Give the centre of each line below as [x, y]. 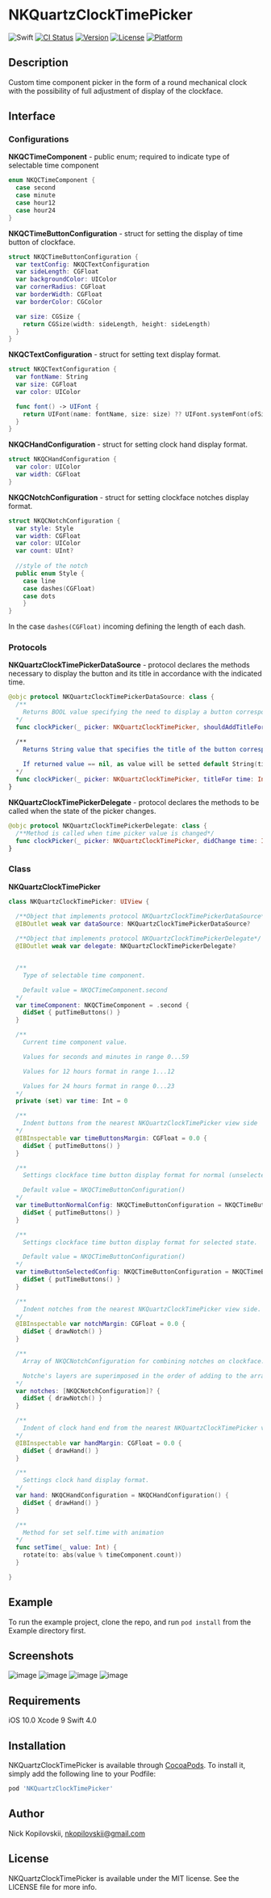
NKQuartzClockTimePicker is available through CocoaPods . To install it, [127, 1765]
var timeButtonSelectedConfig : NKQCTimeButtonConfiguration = [122, 1272]
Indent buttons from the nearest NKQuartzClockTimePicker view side [140, 1123]
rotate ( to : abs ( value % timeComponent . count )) [102, 1555]
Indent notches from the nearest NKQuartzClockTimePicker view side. [142, 1309]
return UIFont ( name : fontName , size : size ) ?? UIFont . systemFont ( [137, 414]
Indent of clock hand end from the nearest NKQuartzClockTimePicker [140, 1428]
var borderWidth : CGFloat [59, 294]
